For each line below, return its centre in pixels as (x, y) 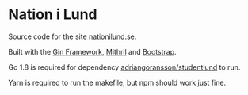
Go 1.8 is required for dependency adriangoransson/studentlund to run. (124, 67)
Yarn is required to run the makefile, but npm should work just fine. (117, 82)
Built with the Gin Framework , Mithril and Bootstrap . (92, 51)
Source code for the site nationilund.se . (72, 36)
